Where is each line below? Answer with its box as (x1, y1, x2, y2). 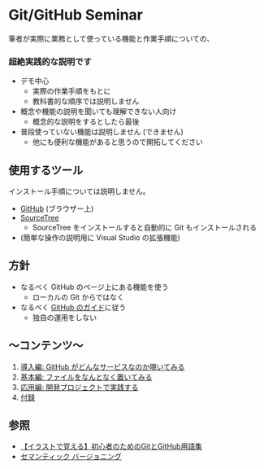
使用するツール (8, 163, 84, 177)
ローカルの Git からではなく (32, 291, 124, 302)
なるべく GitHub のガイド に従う (19, 302, 127, 312)
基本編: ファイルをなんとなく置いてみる (19, 372, 153, 382)
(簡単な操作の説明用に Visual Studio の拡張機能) (19, 233, 180, 243)
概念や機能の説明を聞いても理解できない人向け (19, 107, 177, 116)
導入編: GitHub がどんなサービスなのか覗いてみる (19, 362, 185, 371)
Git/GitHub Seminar (8, 6, 144, 24)
